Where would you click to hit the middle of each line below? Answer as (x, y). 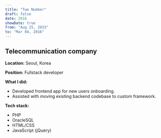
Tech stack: (17, 105)
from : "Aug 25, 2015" (27, 28)
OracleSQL (23, 120)
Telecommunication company (51, 51)
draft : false (18, 14)
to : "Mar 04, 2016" (25, 32)
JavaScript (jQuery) (32, 130)
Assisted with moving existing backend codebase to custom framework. (84, 96)
